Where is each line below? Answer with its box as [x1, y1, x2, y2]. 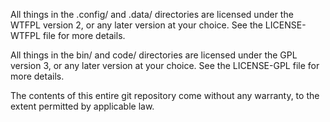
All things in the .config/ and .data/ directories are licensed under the [10, 9, 294, 20]
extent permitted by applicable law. [10, 100, 155, 112]
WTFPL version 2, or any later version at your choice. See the [10, 19, 263, 31]
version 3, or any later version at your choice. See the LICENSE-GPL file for [10, 60, 320, 71]
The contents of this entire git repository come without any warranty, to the [10, 90, 320, 101]
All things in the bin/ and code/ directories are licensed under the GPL [10, 49, 298, 61]
